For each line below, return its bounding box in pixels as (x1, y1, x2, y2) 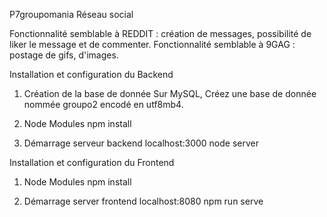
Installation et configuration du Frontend (9, 157, 175, 168)
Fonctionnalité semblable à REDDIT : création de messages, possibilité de (9, 28, 312, 39)
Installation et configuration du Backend (9, 69, 174, 80)
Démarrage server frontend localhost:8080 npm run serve (23, 195, 264, 207)
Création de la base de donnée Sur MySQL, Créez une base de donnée (23, 88, 317, 99)
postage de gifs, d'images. (9, 49, 119, 61)
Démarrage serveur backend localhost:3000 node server (23, 137, 259, 149)
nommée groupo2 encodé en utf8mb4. (23, 99, 184, 110)
